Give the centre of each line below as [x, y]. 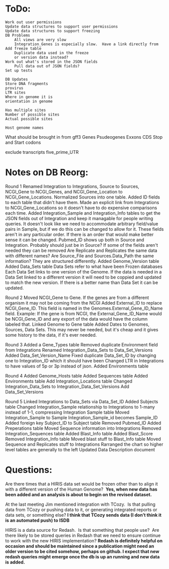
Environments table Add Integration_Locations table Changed [69, 381]
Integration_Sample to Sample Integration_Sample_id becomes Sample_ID [81, 417]
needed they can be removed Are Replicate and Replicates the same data [81, 250]
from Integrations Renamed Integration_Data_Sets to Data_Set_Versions [79, 350]
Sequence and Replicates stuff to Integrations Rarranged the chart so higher [84, 444]
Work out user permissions [33, 22]
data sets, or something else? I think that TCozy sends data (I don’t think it [83, 515]
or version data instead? [41, 57]
